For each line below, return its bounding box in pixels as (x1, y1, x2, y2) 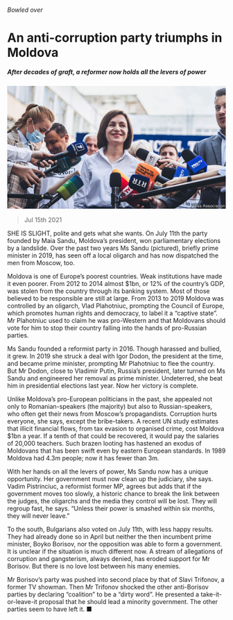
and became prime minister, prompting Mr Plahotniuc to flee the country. (7, 360, 215, 368)
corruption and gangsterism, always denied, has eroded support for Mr (7, 555, 210, 563)
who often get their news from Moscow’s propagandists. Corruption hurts (7, 410, 217, 418)
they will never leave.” (7, 512, 70, 520)
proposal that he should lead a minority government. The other (39, 598, 218, 606)
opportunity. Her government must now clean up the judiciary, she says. (7, 475, 214, 483)
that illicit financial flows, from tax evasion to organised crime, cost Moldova (7, 424, 225, 433)
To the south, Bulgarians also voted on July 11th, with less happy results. (7, 525, 214, 534)
